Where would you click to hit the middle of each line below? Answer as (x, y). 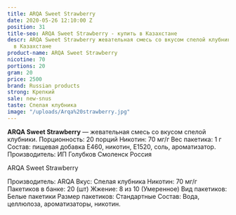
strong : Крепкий (31, 92)
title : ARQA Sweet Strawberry (52, 14)
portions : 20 (26, 66)
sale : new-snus (29, 99)
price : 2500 (25, 79)
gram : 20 (20, 72)
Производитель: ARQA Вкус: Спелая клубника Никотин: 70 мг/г (103, 181)
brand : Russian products (44, 86)
